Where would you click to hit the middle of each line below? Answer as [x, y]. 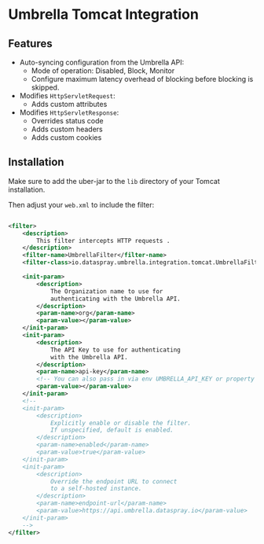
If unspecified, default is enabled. [112, 430]
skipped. [45, 87]
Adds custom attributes [69, 104]
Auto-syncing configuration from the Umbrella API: [102, 62]
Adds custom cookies [66, 138]
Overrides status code [67, 121]
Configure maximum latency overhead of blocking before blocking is [142, 79]
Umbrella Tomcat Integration [103, 15]
